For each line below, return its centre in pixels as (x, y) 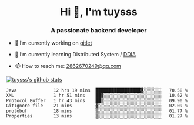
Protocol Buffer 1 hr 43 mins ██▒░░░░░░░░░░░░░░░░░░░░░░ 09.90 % (97, 101)
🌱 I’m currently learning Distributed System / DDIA (75, 55)
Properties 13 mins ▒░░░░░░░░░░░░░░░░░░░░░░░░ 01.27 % (97, 116)
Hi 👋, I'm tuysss (99, 12)
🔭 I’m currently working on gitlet (53, 43)
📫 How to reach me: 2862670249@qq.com (68, 66)
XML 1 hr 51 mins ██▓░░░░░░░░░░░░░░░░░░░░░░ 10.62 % (97, 96)
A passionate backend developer (99, 31)
